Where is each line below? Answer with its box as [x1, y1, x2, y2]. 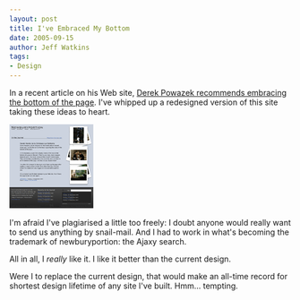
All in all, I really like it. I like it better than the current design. [9, 253, 231, 264]
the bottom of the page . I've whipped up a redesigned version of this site [9, 97, 279, 107]
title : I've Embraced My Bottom [9, 23, 130, 33]
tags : [9, 52, 30, 62]
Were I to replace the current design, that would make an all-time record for [9, 271, 288, 281]
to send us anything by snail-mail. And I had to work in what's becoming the [9, 227, 289, 237]
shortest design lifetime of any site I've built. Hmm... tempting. [9, 280, 239, 291]
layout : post [9, 14, 58, 23]
